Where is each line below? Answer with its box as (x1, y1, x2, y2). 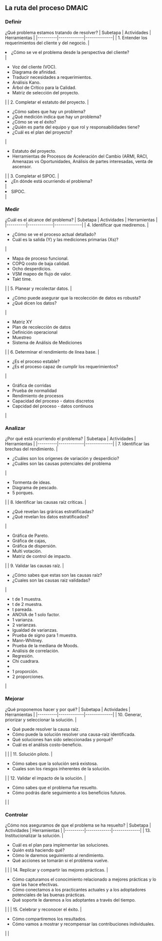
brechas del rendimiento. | (5, 446, 58, 452)
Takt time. (12, 276, 33, 282)
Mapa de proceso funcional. (12, 255, 69, 261)
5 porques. (12, 490, 34, 496)
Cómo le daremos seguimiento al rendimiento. (12, 852, 105, 858)
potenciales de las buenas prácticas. (12, 892, 86, 898)
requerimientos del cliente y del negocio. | (5, 40, 90, 46)
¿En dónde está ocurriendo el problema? (11, 178, 92, 184)
